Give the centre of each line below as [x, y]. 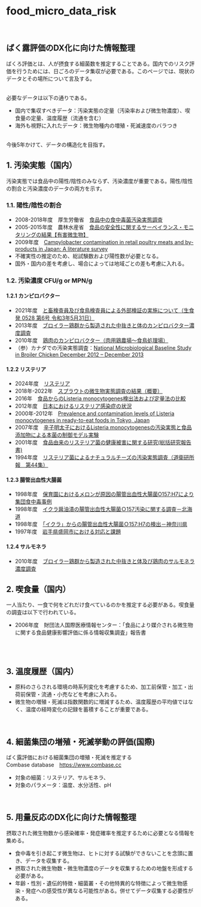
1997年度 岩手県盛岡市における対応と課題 [68, 531]
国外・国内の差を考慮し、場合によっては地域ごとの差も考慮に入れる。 [101, 263]
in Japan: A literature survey [73, 249]
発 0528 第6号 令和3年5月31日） [54, 318]
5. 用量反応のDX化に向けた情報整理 [71, 817]
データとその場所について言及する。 [51, 79]
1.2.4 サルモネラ [26, 546]
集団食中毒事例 [33, 501]
